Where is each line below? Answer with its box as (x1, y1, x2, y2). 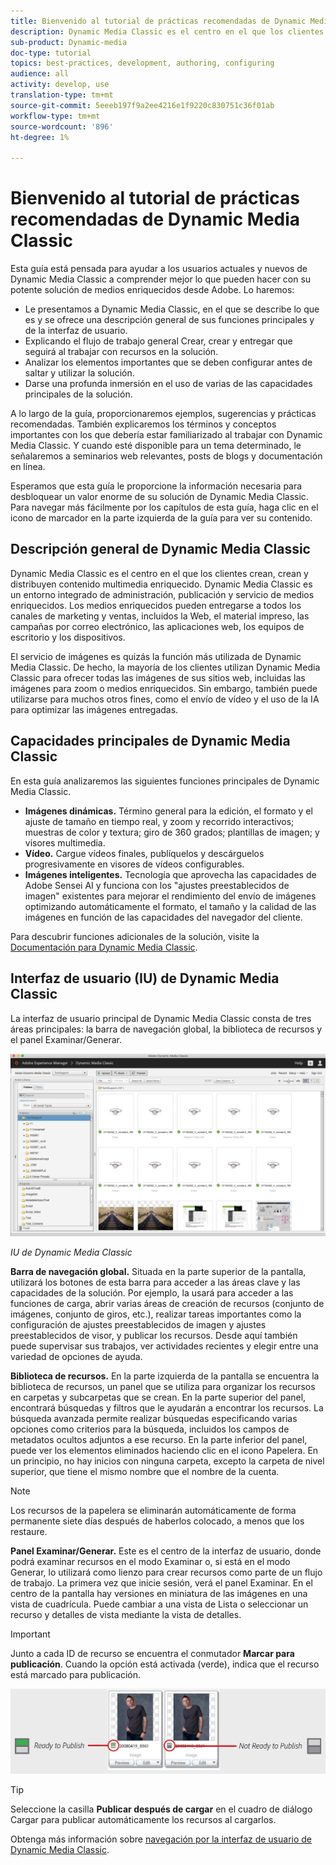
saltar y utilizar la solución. (24, 367, 135, 379)
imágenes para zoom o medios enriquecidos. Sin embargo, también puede (10, 682, 318, 694)
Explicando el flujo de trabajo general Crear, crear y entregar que (24, 335, 293, 347)
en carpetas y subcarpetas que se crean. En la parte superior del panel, (10, 1391, 307, 1403)
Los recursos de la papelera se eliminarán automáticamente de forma (10, 1504, 297, 1516)
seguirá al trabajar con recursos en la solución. (24, 346, 219, 358)
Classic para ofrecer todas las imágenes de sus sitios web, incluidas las (10, 671, 306, 684)
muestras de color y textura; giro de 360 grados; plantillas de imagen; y (24, 826, 320, 838)
